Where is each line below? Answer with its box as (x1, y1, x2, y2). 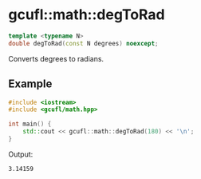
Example (8, 78, 53, 91)
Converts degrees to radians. (8, 54, 104, 63)
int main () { (8, 120, 52, 129)
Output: (8, 149, 33, 159)
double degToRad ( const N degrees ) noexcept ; (8, 39, 159, 47)
